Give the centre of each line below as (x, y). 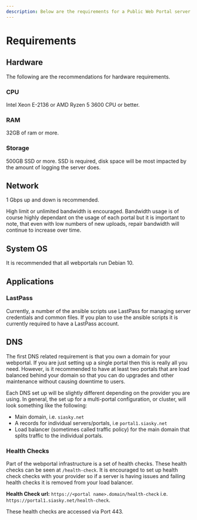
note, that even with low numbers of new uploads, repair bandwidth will (93, 224)
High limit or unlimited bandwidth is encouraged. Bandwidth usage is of (93, 211)
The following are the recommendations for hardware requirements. (88, 77)
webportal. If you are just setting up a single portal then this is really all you (97, 363)
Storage (18, 148)
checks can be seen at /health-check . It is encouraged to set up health (92, 470)
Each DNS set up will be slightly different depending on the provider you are (98, 393)
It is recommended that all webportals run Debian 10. (70, 263)
